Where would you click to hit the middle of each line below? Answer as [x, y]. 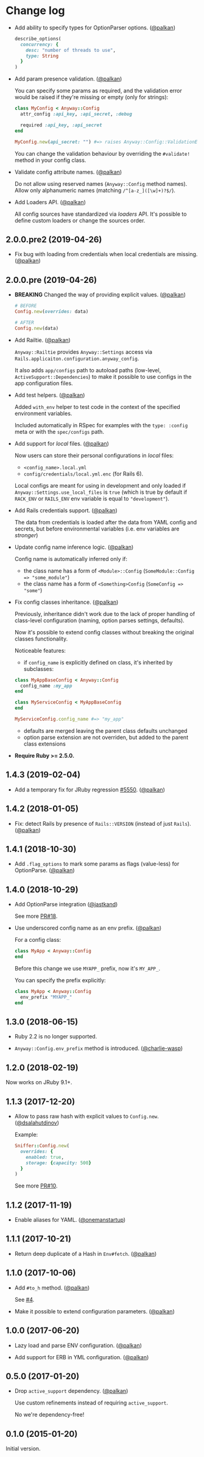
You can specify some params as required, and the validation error [98, 91]
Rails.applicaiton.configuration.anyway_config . [77, 358]
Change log [35, 11]
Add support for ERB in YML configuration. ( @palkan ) [82, 1357]
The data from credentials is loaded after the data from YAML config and [106, 522]
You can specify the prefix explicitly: [60, 980]
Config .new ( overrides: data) [51, 312]
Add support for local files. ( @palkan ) [62, 443]
